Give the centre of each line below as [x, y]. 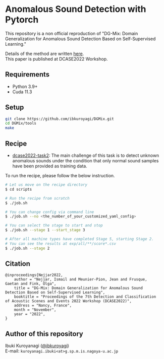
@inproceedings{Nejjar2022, [34, 275]
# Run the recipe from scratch [37, 198]
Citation [18, 264]
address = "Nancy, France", [43, 306]
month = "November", [35, 310]
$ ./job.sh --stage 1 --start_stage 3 [45, 230]
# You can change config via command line [50, 212]
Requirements [27, 75]
